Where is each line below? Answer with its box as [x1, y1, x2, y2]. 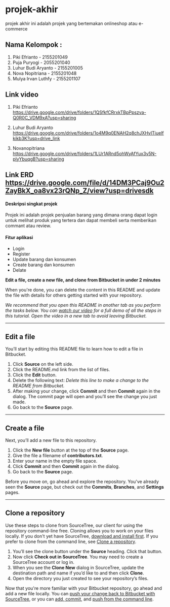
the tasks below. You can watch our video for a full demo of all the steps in [5, 307, 162, 313]
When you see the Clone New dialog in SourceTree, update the [12, 564, 144, 570]
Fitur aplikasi [5, 234, 33, 240]
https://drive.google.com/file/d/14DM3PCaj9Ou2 [5, 178, 164, 187]
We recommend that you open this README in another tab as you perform [5, 302, 161, 308]
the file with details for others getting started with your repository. [5, 292, 143, 298]
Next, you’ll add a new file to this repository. [5, 437, 97, 443]
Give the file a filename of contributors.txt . [12, 452, 103, 458]
